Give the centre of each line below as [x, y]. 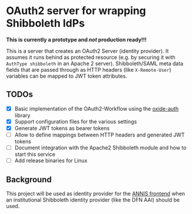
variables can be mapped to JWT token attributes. [67, 76]
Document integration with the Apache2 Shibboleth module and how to [100, 148]
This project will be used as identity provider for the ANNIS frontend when [96, 193]
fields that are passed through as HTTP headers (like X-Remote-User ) [89, 69]
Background [29, 180]
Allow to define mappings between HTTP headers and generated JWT [100, 135]
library [22, 115]
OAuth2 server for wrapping [76, 11]
